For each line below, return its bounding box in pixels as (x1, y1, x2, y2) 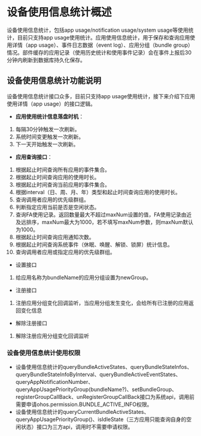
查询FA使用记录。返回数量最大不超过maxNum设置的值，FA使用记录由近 (15, 211, 192, 218)
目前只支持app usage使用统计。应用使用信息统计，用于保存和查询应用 (17, 34, 190, 41)
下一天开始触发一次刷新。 (15, 140, 79, 147)
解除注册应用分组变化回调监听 (15, 332, 89, 339)
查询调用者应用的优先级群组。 (15, 196, 89, 203)
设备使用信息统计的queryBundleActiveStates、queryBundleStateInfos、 (15, 364, 193, 371)
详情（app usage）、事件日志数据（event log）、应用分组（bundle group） (11, 41, 194, 49)
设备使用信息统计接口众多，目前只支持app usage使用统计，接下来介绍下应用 (7, 92, 196, 99)
